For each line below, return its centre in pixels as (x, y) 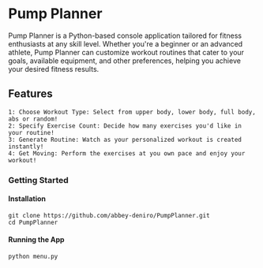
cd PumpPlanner (33, 222)
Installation (27, 199)
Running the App (36, 240)
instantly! (26, 147)
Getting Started (38, 180)
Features (30, 94)
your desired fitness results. (54, 69)
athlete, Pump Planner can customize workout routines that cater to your (126, 52)
